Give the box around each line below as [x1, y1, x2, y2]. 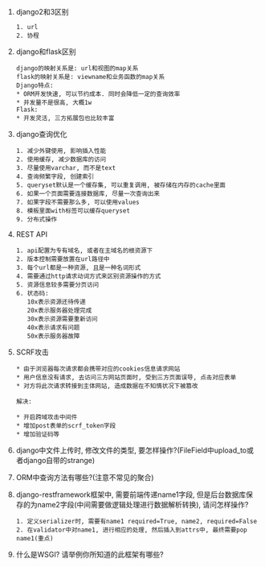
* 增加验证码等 [15, 430, 60, 438]
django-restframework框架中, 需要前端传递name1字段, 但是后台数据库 [15, 490, 247, 499]
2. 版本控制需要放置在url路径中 [15, 255, 110, 263]
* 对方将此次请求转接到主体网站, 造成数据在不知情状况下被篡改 [15, 382, 198, 390]
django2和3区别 [15, 7, 70, 16]
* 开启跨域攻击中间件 [15, 413, 78, 421]
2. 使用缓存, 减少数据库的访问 [15, 155, 107, 163]
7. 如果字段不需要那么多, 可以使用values [15, 198, 141, 206]
